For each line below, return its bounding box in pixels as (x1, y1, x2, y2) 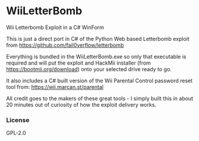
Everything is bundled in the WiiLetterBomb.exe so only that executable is (6, 53, 187, 60)
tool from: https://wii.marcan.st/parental (6, 83, 104, 90)
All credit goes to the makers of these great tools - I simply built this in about (6, 95, 193, 102)
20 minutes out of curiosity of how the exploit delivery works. (6, 101, 156, 108)
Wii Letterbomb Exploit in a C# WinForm (6, 24, 105, 31)
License (6, 116, 30, 124)
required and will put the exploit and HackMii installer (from (6, 59, 151, 66)
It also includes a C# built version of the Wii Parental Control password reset (6, 77, 193, 84)
